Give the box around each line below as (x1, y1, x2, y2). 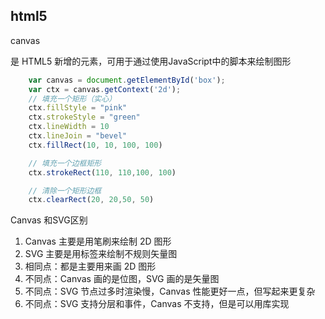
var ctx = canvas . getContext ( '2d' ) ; (28, 84, 182, 94)
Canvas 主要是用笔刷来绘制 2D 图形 (24, 235, 172, 248)
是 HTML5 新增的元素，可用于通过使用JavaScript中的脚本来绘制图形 (10, 55, 292, 67)
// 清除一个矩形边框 (28, 185, 102, 196)
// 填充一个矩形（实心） (28, 94, 117, 104)
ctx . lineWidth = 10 (28, 122, 110, 132)
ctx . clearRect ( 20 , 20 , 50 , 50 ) (28, 195, 155, 205)
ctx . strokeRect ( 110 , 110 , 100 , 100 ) (28, 167, 177, 178)
